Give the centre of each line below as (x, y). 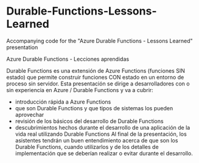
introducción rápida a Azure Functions (63, 102)
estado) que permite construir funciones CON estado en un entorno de (95, 77)
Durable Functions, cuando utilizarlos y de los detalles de (87, 147)
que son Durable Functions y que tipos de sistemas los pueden (94, 108)
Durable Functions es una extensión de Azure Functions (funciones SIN (96, 70)
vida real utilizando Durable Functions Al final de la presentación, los (101, 134)
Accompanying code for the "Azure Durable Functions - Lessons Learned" (100, 41)
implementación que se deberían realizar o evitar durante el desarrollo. (104, 153)
